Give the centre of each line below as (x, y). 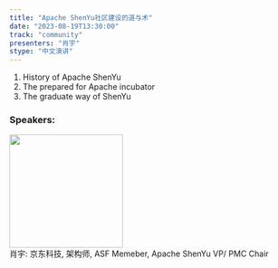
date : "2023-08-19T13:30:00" (64, 26)
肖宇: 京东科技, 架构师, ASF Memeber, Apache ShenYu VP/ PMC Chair (139, 254)
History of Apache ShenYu (72, 77)
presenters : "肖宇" (45, 43)
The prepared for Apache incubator (89, 87)
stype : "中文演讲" (42, 52)
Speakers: (33, 120)
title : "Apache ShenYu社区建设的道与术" (81, 18)
